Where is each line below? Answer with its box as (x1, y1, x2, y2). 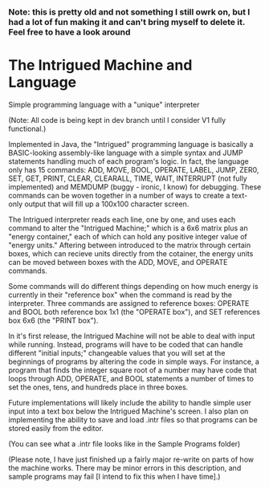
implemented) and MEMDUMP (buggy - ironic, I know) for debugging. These (8, 181, 262, 191)
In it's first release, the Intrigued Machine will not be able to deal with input (8, 331, 255, 340)
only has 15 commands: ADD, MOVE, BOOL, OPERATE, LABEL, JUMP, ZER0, (8, 165, 259, 174)
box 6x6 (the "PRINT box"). (8, 316, 99, 325)
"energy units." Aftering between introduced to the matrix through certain (8, 240, 251, 250)
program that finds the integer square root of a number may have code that (8, 365, 257, 375)
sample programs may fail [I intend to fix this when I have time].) (8, 471, 221, 481)
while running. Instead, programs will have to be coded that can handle (8, 340, 243, 349)
